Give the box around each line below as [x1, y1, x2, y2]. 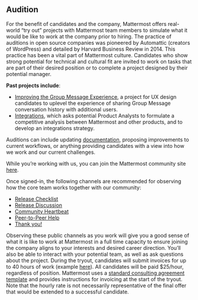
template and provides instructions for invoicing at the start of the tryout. [6, 275, 183, 282]
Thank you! [14, 220, 42, 228]
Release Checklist [14, 195, 58, 202]
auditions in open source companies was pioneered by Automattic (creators [6, 39, 190, 46]
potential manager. [6, 70, 52, 77]
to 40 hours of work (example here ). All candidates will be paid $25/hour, [6, 263, 184, 270]
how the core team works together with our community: [6, 184, 141, 191]
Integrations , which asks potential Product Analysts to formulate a [14, 112, 175, 119]
